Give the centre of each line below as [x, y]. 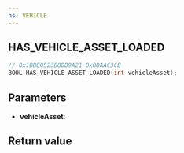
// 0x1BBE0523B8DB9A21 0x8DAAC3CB [65, 65]
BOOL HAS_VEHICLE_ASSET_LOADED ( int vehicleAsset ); [93, 73]
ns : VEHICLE [28, 15]
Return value [40, 142]
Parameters [37, 97]
